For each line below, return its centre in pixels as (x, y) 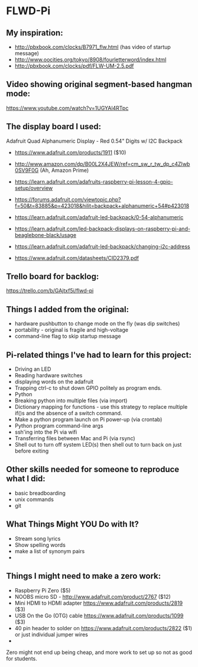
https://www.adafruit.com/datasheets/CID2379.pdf (77, 258)
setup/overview (34, 188)
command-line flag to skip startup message (68, 336)
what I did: (26, 479)
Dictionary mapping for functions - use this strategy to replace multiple (101, 407)
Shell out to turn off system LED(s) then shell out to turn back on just (98, 445)
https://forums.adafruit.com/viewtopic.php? (68, 199)
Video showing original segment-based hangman (99, 84)
